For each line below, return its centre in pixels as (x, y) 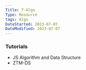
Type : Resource (21, 15)
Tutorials (17, 47)
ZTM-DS (22, 63)
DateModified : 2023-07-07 (33, 29)
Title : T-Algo (20, 10)
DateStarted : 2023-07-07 (32, 24)
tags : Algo (17, 19)
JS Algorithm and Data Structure (47, 58)
